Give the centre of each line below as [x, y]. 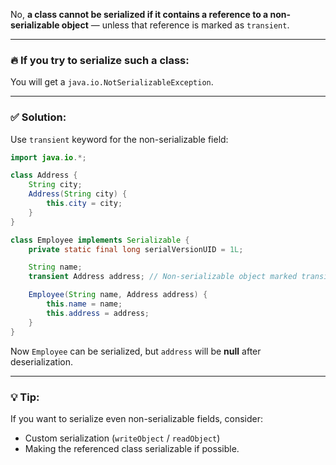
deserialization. [41, 361]
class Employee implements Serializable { [100, 240]
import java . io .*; [48, 157]
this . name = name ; [84, 304]
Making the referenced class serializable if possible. [132, 448]
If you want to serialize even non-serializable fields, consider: [137, 418]
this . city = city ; [84, 204]
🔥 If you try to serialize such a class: [100, 60]
